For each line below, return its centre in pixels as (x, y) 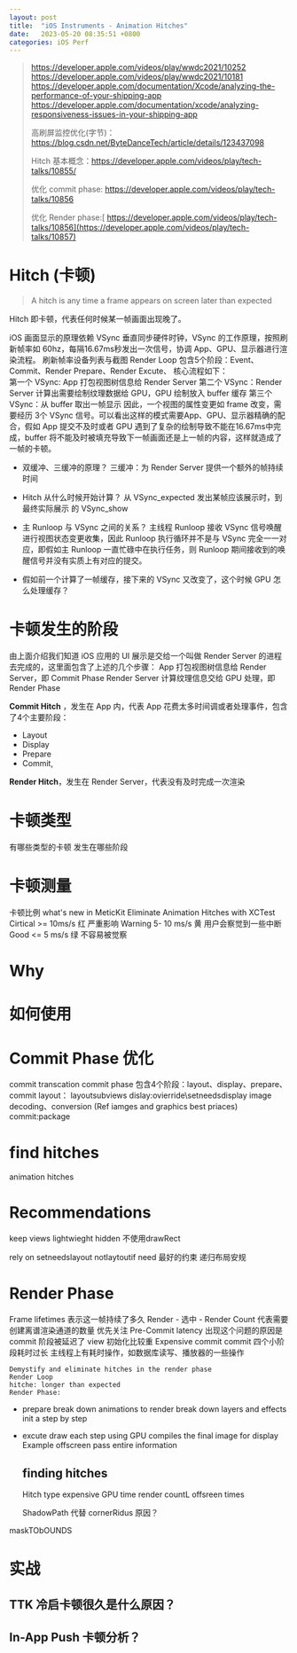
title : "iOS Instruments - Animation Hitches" (99, 26)
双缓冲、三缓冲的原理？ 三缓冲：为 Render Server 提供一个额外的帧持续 (152, 467)
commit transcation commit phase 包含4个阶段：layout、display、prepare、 (148, 1085)
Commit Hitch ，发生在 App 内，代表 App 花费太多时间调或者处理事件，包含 (148, 707)
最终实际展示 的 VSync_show (75, 509)
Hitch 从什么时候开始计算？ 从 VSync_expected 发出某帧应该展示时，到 (152, 497)
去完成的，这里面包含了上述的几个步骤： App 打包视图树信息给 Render (138, 667)
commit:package (40, 1116)
